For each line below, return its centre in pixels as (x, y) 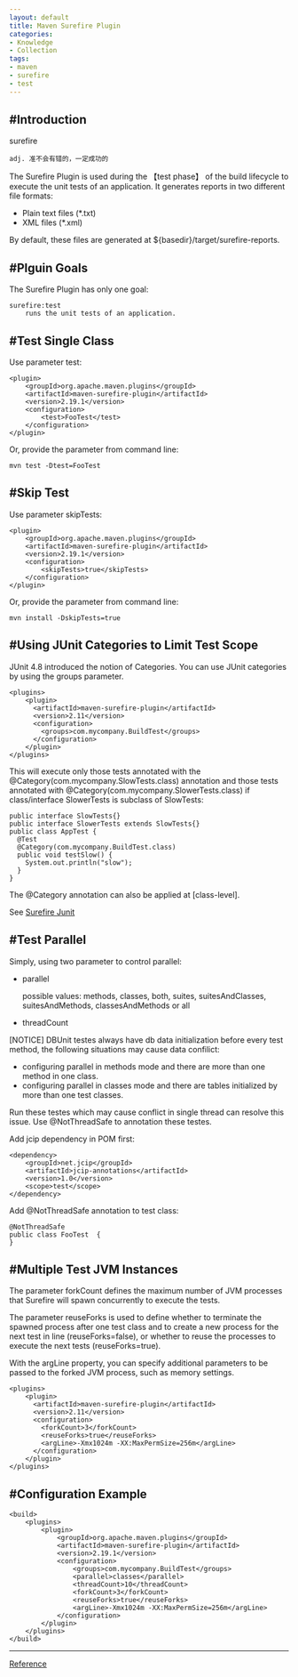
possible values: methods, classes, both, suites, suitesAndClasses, (144, 996)
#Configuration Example (78, 1494)
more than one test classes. (73, 1094)
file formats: (31, 196)
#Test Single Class (62, 340)
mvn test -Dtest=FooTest (55, 466)
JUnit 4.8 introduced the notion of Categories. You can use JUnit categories (148, 666)
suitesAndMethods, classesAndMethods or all (106, 1005)
